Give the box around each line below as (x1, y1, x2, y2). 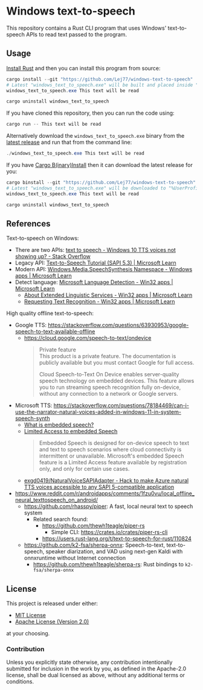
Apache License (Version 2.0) (14, 618, 89, 626)
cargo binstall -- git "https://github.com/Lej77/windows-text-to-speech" (6, 180, 196, 186)
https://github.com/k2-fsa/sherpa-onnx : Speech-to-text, (24, 541, 165, 549)
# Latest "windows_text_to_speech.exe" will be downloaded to (6, 185, 166, 191)
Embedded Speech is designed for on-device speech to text (39, 439, 189, 447)
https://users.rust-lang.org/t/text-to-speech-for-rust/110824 (42, 535, 192, 543)
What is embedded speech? (24, 421, 94, 428)
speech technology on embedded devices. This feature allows (39, 377, 195, 385)
